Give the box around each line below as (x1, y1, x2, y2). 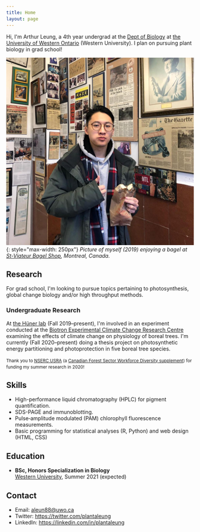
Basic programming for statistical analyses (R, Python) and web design (14, 427, 189, 434)
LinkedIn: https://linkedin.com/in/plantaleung (14, 519, 125, 526)
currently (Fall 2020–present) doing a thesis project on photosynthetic (6, 339, 179, 346)
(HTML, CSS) (14, 434, 48, 441)
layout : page (6, 15, 39, 22)
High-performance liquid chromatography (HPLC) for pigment (14, 396, 167, 403)
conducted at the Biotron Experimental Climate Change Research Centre (6, 326, 184, 333)
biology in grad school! (6, 45, 62, 53)
